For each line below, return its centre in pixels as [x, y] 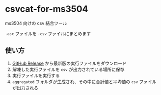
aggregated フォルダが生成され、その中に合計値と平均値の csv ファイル [84, 81]
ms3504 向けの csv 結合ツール [36, 23]
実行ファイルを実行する [36, 75]
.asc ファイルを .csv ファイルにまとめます [48, 33]
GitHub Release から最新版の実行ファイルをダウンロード [69, 63]
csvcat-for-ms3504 [47, 9]
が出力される [25, 88]
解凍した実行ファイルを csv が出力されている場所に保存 [68, 69]
